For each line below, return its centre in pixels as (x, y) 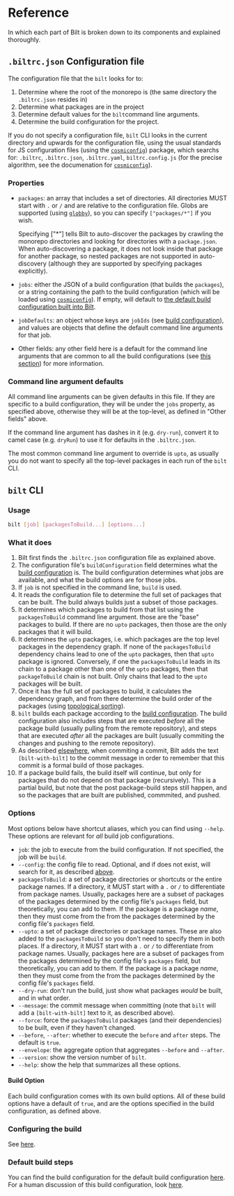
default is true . (39, 1042)
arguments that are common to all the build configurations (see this (114, 356)
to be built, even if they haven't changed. (77, 1027)
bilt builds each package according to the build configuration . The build (122, 714)
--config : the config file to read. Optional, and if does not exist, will (114, 864)
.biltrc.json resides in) (53, 99)
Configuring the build (45, 1129)
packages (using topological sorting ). (72, 706)
